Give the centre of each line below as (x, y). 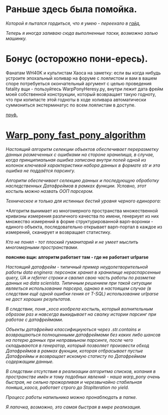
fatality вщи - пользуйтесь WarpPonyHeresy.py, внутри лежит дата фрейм (85, 89)
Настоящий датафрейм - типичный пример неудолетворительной (77, 267)
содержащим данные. (30, 361)
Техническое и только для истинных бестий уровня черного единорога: (83, 201)
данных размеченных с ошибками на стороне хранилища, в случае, (80, 154)
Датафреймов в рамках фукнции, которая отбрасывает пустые (74, 351)
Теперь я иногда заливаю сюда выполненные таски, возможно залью (82, 33)
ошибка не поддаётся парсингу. (40, 171)
